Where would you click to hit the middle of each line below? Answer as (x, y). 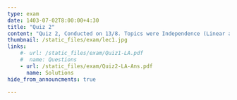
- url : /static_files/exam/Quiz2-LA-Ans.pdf (86, 66)
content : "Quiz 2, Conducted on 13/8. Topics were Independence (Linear (116, 33)
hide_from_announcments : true (52, 79)
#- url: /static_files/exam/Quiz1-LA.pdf (81, 54)
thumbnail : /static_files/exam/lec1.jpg (68, 40)
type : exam (23, 14)
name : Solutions (50, 73)
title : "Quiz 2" (31, 27)
